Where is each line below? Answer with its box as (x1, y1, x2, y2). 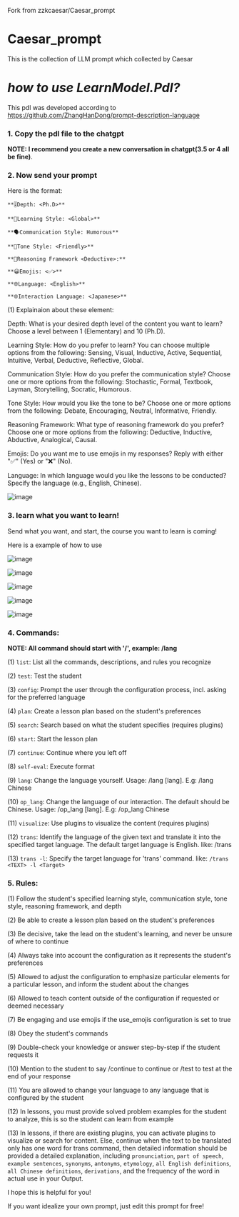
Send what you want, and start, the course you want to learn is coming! (7, 526, 218, 535)
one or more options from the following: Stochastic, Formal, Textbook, (7, 378, 213, 386)
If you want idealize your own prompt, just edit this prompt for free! (7, 1202, 205, 1211)
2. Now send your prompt (7, 171, 98, 181)
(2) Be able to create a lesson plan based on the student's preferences (7, 916, 215, 924)
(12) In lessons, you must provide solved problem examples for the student (7, 1107, 227, 1116)
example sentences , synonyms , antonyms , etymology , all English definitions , (7, 1159, 232, 1168)
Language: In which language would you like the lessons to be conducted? (7, 471, 227, 480)
